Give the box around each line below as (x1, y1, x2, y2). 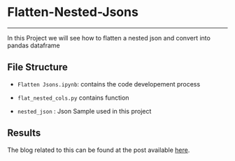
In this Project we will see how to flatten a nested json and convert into (7, 33, 211, 42)
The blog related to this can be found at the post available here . (7, 146, 190, 154)
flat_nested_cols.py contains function (17, 93, 129, 102)
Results (7, 127, 41, 139)
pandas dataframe (7, 41, 61, 49)
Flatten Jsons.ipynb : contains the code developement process (17, 79, 201, 88)
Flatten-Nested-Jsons (7, 4, 138, 20)
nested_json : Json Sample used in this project (17, 107, 152, 115)
